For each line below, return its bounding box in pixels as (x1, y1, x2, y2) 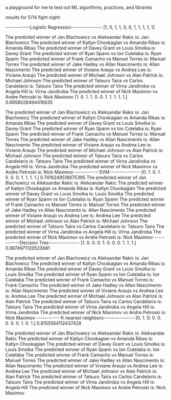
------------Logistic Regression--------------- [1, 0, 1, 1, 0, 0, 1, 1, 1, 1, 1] (5, 24, 155, 30)
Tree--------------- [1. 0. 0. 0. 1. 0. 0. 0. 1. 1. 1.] (39, 240, 136, 246)
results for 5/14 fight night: (5, 14, 61, 20)
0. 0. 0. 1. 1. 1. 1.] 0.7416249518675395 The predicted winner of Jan (5, 174, 146, 181)
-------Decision (5, 240, 38, 246)
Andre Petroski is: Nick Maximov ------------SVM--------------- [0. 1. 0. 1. (5, 169, 161, 175)
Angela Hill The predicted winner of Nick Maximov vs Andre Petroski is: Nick (5, 385, 166, 390)
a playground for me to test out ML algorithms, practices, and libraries (5, 5, 152, 10)
